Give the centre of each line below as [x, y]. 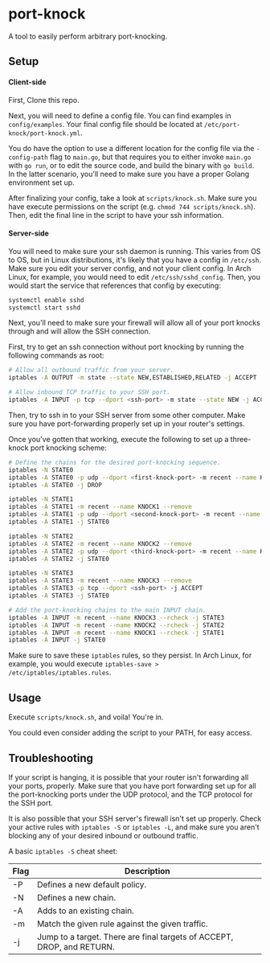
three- [241, 439]
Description [147, 871]
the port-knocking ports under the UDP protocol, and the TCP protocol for [131, 794]
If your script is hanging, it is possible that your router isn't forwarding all [129, 777]
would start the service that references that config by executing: [115, 285]
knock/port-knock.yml [45, 133]
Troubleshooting [51, 758]
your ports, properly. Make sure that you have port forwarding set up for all [133, 785]
